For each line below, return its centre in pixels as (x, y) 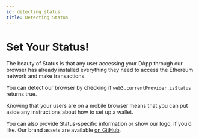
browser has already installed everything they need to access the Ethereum (100, 70)
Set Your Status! (47, 47)
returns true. (22, 94)
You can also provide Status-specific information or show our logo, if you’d (99, 124)
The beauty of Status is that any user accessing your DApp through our (95, 64)
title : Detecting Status (37, 17)
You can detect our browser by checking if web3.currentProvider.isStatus (99, 88)
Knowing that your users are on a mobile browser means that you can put (97, 106)
